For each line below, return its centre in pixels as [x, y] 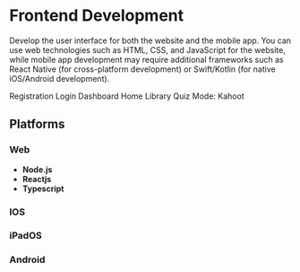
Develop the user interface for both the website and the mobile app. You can [150, 40]
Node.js [37, 169]
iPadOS [26, 236]
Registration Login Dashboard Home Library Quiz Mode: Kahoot [127, 96]
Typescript [43, 189]
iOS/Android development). [60, 78]
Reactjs [37, 179]
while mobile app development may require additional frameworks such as [146, 59]
